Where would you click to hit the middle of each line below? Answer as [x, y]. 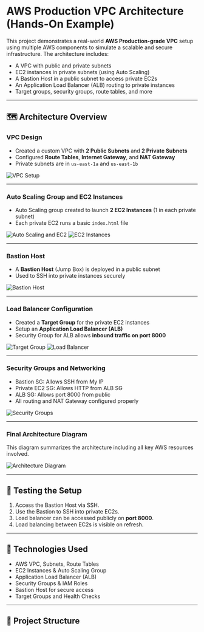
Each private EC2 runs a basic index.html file [72, 222]
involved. [18, 454]
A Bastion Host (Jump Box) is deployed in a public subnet [87, 269]
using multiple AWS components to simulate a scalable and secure [90, 47]
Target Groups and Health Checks [58, 596]
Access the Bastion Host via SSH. [57, 505]
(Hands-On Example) [60, 24]
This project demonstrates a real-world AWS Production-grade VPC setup [100, 41]
